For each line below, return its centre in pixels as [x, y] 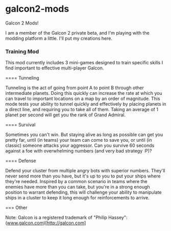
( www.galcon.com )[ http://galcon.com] [46, 223]
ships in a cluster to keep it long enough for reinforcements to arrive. [77, 198]
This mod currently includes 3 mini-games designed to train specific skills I [84, 63]
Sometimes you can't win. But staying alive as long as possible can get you [84, 135]
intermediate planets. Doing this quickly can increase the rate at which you [84, 93]
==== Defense [21, 161]
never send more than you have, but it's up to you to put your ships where [83, 176]
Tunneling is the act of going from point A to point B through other [75, 88]
